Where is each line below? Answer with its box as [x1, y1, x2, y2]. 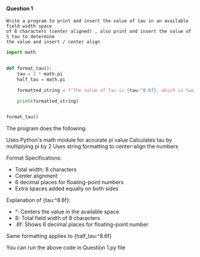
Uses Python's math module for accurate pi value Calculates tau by [6, 136, 172, 143]
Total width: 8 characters [14, 166, 77, 173]
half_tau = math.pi [17, 77, 66, 82]
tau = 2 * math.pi [17, 71, 63, 77]
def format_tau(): [6, 66, 52, 72]
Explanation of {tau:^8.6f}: [6, 197, 71, 204]
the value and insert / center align [6, 39, 101, 45]
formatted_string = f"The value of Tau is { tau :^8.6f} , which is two [17, 87, 195, 93]
